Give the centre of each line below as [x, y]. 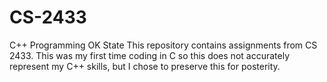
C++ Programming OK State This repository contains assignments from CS [163, 45]
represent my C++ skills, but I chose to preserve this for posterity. [145, 66]
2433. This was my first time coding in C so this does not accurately [149, 55]
